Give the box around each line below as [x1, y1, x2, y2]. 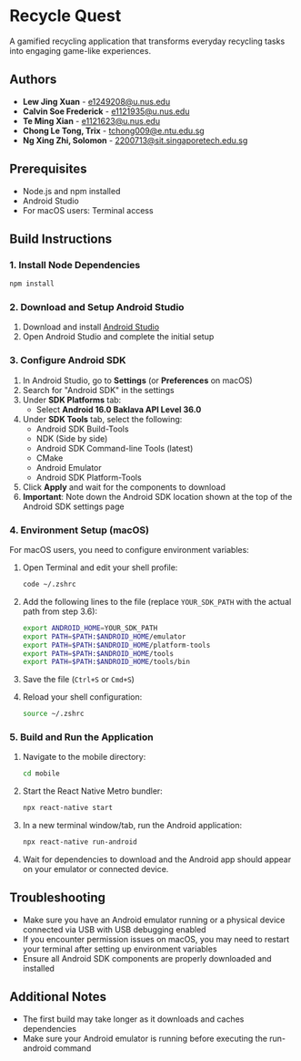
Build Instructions [9, 231, 113, 246]
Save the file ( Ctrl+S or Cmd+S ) [22, 674, 135, 685]
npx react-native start [22, 804, 114, 813]
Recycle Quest [9, 5, 122, 26]
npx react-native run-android [22, 837, 138, 847]
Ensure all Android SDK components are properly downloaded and [22, 952, 272, 963]
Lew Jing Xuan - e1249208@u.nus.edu [22, 96, 171, 107]
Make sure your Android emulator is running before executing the [22, 1033, 268, 1044]
